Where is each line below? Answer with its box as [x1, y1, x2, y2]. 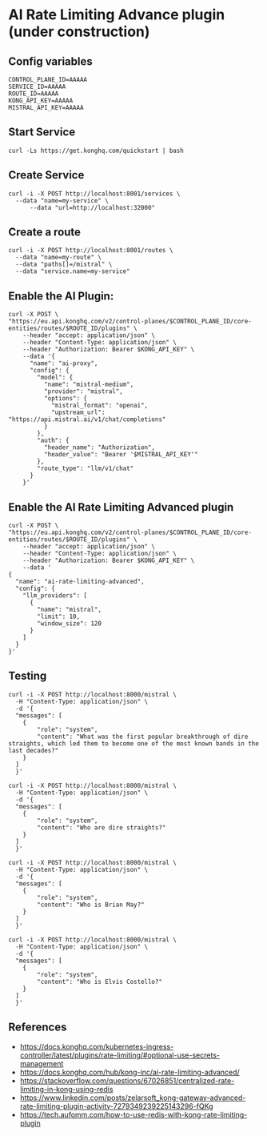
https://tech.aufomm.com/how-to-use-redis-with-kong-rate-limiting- [19, 1110, 248, 1119]
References [8, 1021, 67, 1034]
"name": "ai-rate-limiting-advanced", [15, 578, 145, 586]
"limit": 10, [37, 612, 81, 621]
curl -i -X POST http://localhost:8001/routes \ [8, 247, 173, 255]
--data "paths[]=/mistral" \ [15, 260, 113, 269]
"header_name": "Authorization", [43, 444, 156, 452]
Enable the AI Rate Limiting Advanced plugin [8, 500, 234, 514]
